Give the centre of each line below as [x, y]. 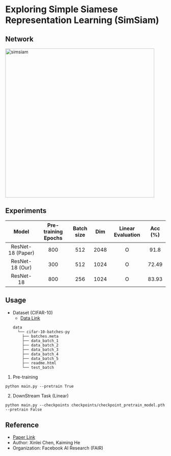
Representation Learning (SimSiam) [82, 20]
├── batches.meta [40, 336]
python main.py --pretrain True [39, 386]
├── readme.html [39, 363]
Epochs [53, 238]
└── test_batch [38, 367]
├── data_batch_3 [40, 350]
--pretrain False [24, 409]
